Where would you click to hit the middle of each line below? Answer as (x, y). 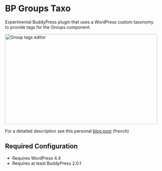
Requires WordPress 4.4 (36, 158)
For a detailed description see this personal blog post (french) (67, 131)
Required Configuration (41, 146)
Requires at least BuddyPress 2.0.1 (47, 163)
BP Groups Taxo (38, 9)
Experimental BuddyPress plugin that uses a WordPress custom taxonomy (79, 22)
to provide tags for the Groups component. (48, 27)
